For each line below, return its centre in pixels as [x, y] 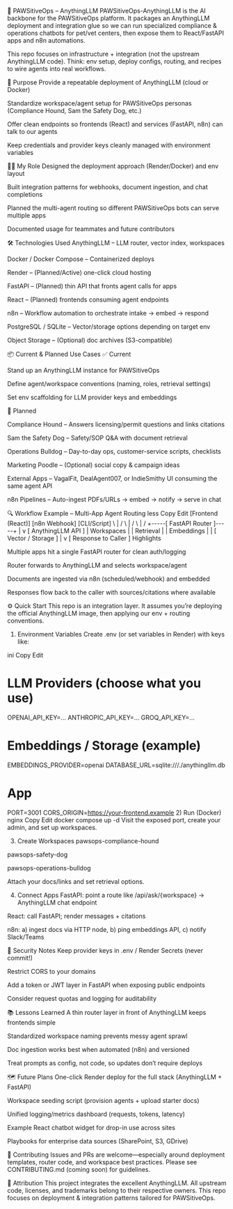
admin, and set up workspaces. [52, 827]
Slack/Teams [26, 937]
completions [25, 194]
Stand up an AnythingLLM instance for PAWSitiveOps [83, 370]
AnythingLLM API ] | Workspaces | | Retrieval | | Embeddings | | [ [124, 531]
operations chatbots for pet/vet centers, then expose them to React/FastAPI [116, 33]
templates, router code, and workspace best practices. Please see [102, 1162]
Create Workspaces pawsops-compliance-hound [88, 840]
